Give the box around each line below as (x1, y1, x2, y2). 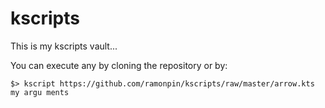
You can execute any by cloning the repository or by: (10, 59, 228, 71)
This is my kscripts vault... (10, 40, 118, 52)
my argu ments (10, 87, 70, 97)
